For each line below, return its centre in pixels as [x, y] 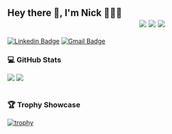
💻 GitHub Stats [34, 59]
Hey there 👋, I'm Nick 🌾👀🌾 [65, 13]
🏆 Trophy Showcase [44, 105]
